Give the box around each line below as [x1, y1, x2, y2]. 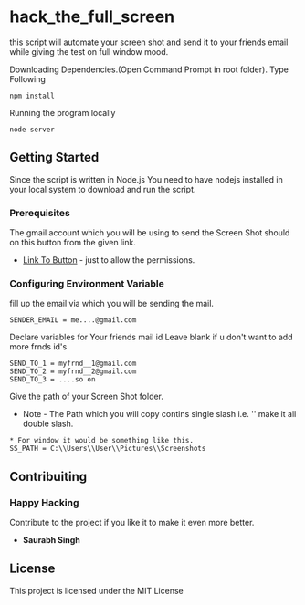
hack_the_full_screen [9, 6, 175, 27]
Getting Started [9, 150, 100, 165]
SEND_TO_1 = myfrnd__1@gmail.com [9, 359, 137, 369]
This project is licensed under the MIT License [9, 585, 184, 596]
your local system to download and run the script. [9, 183, 196, 194]
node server [9, 125, 55, 134]
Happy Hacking [9, 495, 79, 508]
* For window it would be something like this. [9, 436, 195, 445]
